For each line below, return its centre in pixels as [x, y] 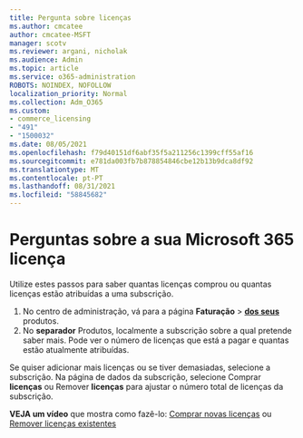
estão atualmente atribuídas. [76, 349]
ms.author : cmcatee [46, 26]
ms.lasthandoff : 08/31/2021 [63, 187]
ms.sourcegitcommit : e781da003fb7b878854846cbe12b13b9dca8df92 [132, 161]
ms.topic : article [44, 69]
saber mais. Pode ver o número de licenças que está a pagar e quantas [156, 340]
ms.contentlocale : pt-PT [56, 178]
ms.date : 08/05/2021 [49, 144]
